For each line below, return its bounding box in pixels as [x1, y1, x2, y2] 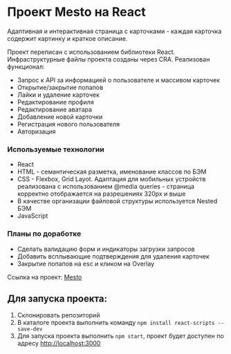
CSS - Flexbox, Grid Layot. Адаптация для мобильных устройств [17, 175, 206, 183]
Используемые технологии [7, 145, 105, 154]
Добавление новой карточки [17, 112, 103, 121]
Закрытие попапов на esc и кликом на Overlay [17, 259, 155, 268]
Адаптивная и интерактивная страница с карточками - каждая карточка [7, 27, 222, 35]
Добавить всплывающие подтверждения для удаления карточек [17, 252, 210, 260]
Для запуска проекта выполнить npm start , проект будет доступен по [17, 332, 224, 340]
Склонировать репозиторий [17, 311, 100, 319]
